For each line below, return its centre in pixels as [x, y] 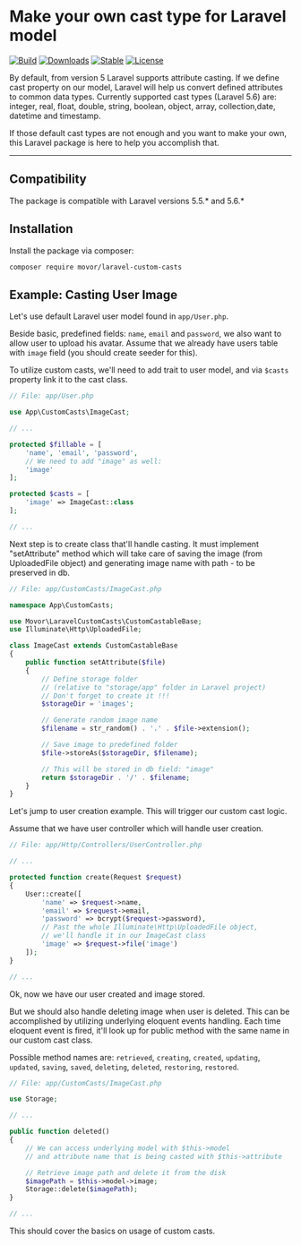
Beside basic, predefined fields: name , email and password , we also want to [146, 334]
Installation [41, 229]
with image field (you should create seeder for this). [104, 353]
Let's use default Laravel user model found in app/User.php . [119, 316]
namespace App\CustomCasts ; [62, 605]
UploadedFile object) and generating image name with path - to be [132, 562]
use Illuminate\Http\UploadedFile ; [76, 630]
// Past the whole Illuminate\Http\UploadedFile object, [150, 927]
